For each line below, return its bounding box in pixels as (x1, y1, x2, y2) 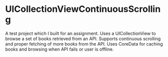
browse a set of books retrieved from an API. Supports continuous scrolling (5, 36, 161, 42)
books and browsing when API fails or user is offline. (5, 46, 114, 52)
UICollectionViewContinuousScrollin (5, 3, 161, 15)
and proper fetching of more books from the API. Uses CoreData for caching (5, 41, 163, 47)
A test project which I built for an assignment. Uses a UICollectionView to (5, 30, 156, 36)
